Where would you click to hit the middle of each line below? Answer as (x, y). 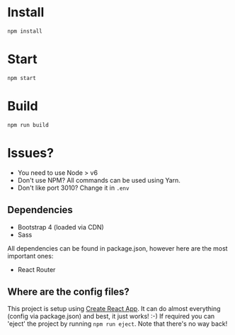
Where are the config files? (68, 291)
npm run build (28, 125)
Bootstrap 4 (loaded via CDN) (61, 227)
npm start (22, 78)
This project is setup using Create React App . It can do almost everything (114, 309)
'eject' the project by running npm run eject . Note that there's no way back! (117, 324)
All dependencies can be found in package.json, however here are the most (117, 248)
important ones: (30, 256)
